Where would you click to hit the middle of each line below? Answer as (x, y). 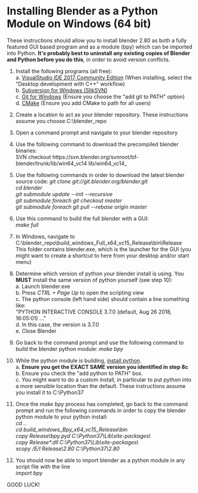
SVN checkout (33, 157)
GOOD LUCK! (23, 485)
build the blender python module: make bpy (69, 348)
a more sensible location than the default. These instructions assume (100, 386)
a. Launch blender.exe (43, 286)
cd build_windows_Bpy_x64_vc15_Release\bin (71, 429)
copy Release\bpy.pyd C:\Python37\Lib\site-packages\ (83, 435)
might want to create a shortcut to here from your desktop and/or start (102, 255)
